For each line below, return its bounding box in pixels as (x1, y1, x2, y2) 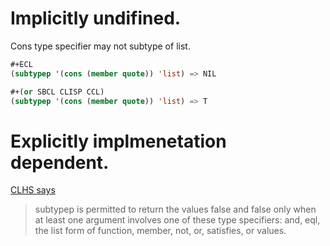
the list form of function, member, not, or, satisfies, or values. (34, 225, 287, 237)
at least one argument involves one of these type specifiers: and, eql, (34, 214, 321, 226)
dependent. (10, 151, 110, 174)
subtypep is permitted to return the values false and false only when (34, 203, 317, 216)
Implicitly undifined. (10, 7, 182, 30)
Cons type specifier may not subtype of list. (10, 40, 191, 52)
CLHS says (10, 184, 56, 196)
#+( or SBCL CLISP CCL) (10, 87, 105, 97)
